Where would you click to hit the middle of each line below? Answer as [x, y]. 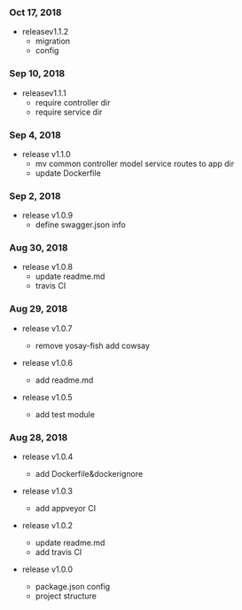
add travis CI [59, 552]
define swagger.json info [80, 225]
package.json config [73, 587]
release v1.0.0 [47, 569]
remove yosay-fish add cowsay [93, 345]
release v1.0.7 [47, 328]
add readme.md [64, 380]
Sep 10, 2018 [37, 74]
